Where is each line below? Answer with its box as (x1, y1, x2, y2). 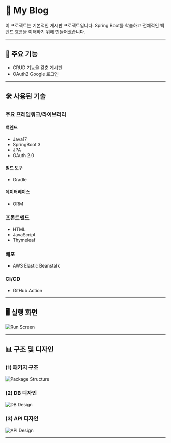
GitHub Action (12, 287, 42, 293)
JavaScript (12, 231, 36, 237)
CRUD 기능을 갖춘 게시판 (12, 64, 63, 71)
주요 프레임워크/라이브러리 (5, 111, 66, 118)
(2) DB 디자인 (5, 389, 37, 396)
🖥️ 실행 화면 (5, 308, 38, 317)
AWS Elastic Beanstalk (12, 263, 60, 269)
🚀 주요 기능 (5, 50, 38, 58)
